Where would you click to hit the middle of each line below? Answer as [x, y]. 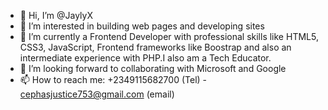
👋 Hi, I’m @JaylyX [56, 15]
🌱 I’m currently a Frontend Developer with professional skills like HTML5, [169, 36]
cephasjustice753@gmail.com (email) [97, 94]
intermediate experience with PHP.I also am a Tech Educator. [145, 58]
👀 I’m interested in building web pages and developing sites [142, 26]
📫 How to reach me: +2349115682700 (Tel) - [113, 79]
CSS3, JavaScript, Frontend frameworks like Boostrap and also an [155, 47]
